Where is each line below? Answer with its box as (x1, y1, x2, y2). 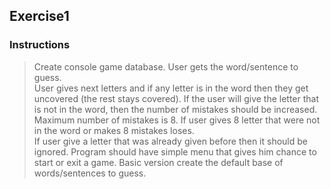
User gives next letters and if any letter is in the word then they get (33, 82, 309, 94)
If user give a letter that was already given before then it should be (33, 135, 309, 147)
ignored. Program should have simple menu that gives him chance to (33, 145, 317, 158)
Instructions (9, 38, 71, 52)
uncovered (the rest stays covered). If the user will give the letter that (33, 92, 320, 104)
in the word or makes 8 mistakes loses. (33, 124, 195, 136)
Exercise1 (9, 8, 70, 25)
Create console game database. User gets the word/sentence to (33, 60, 299, 73)
